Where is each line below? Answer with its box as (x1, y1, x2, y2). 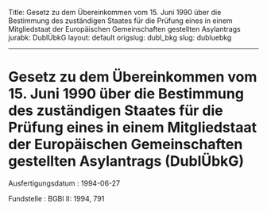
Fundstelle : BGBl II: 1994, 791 (8, 194, 105, 203)
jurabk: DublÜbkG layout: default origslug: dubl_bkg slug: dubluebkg (8, 33, 232, 42)
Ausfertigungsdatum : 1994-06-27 (8, 178, 121, 188)
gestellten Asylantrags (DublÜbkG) (8, 152, 245, 171)
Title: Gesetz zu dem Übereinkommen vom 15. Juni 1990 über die (8, 8, 222, 17)
